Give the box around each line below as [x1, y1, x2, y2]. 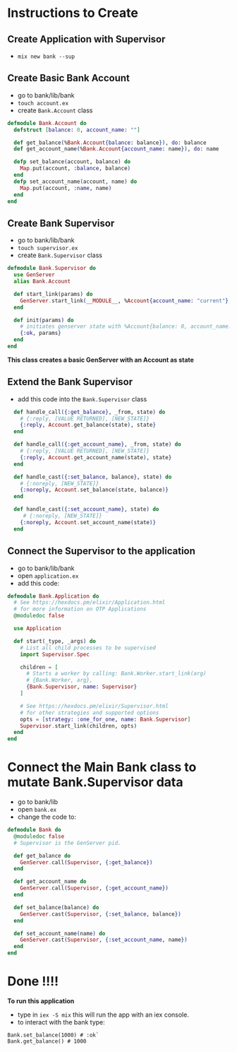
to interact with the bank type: [17, 1018, 106, 1026]
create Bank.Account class [17, 106, 93, 114]
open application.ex [17, 571, 79, 580]
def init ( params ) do [13, 317, 74, 324]
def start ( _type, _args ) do [13, 637, 97, 644]
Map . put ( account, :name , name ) [20, 184, 112, 191]
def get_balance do [13, 852, 71, 859]
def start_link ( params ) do [13, 290, 93, 297]
